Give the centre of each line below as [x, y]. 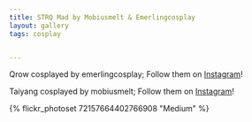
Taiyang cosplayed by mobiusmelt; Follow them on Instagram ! [122, 91]
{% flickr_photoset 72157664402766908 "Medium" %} [109, 109]
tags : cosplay [35, 34]
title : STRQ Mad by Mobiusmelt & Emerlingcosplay [103, 17]
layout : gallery [39, 26]
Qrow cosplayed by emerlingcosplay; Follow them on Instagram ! [126, 74]
